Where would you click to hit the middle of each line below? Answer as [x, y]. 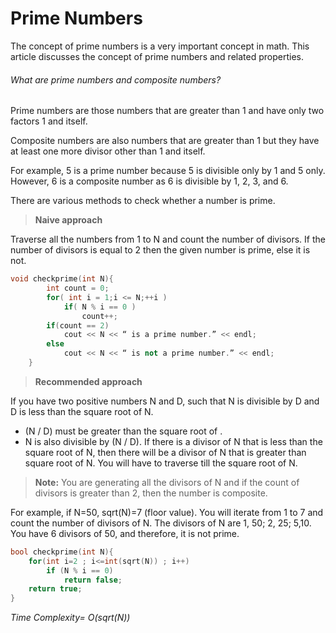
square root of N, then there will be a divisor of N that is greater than [165, 452]
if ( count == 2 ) [78, 325]
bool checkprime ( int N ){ [62, 552]
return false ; [93, 580]
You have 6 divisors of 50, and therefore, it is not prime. [125, 533]
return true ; [55, 589]
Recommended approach [88, 381]
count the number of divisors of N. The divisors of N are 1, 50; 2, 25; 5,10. [161, 523]
